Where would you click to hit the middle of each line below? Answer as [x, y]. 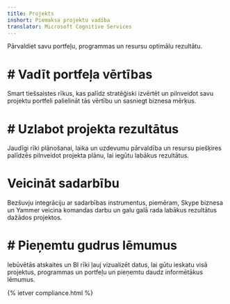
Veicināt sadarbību [63, 184]
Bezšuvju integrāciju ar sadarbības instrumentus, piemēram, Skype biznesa [115, 203]
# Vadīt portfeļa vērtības [80, 74]
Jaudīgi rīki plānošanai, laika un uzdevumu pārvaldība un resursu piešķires [115, 148]
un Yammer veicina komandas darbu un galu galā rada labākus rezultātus [112, 210]
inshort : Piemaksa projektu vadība [59, 20]
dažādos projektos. [35, 218]
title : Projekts [31, 14]
